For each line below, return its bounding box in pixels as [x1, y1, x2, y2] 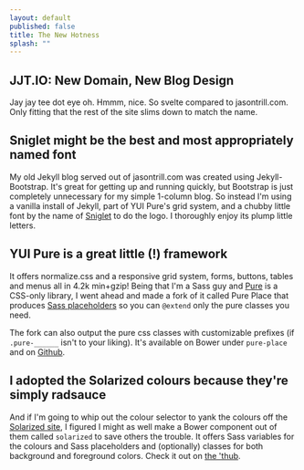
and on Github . [9, 346, 66, 357]
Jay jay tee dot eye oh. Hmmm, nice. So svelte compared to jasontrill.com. [9, 97, 289, 108]
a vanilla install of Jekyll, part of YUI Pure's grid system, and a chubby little [9, 200, 291, 211]
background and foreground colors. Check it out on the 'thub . [9, 450, 241, 461]
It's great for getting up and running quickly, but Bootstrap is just [50, 181, 294, 192]
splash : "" [9, 38, 51, 48]
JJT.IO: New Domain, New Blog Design [9, 72, 235, 88]
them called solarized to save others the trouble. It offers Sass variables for [9, 431, 295, 442]
